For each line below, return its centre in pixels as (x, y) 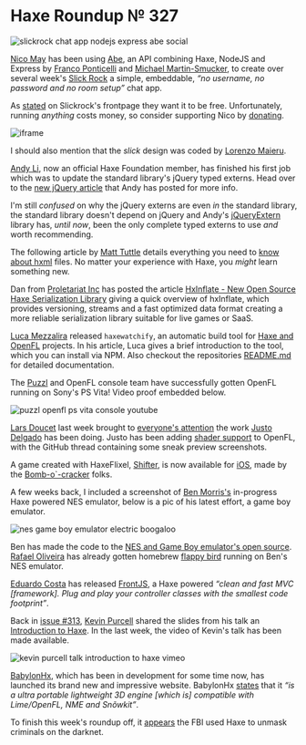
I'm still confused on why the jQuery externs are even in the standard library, (154, 205)
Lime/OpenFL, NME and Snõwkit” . (75, 704)
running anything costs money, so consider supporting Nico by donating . (148, 115)
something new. (40, 271)
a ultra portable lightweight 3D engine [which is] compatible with (132, 695)
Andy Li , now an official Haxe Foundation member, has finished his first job (151, 168)
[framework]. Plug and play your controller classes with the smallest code (149, 593)
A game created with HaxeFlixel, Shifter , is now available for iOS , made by (149, 464)
